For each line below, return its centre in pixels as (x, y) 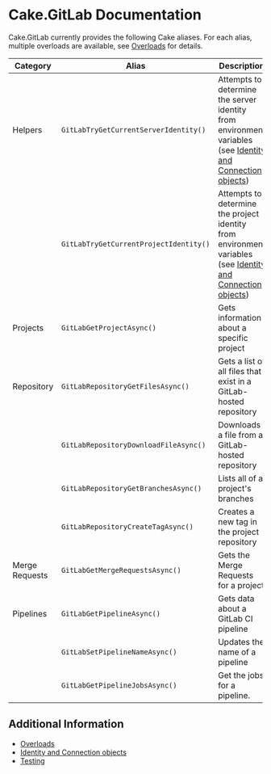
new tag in (238, 521)
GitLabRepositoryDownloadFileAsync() (134, 445)
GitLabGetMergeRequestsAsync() (121, 570)
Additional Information (66, 724)
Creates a (236, 511)
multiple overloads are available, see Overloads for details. (106, 45)
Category (33, 65)
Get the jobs (241, 675)
